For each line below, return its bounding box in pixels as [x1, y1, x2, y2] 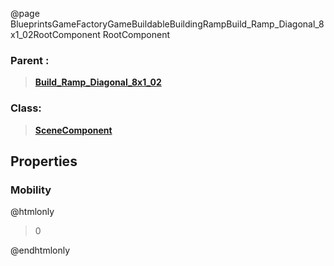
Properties [10, 153, 78, 170]
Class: [10, 101, 42, 115]
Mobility [10, 183, 52, 197]
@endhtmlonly [10, 244, 71, 257]
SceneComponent [34, 124, 113, 136]
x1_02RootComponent [10, 29, 101, 40]
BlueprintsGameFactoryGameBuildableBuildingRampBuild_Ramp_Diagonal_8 [10, 18, 325, 30]
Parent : [10, 53, 50, 67]
